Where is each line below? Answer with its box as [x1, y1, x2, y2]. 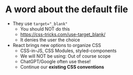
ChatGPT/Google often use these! [20, 58, 91, 64]
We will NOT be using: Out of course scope [20, 53, 111, 59]
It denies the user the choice [20, 37, 80, 43]
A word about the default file [5, 4, 128, 15]
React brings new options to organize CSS [12, 42, 102, 48]
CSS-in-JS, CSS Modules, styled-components [20, 47, 117, 54]
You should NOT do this [20, 26, 70, 32]
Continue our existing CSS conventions [20, 64, 105, 70]
